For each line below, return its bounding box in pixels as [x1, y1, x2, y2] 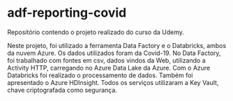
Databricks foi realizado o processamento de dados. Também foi [7, 71, 193, 79]
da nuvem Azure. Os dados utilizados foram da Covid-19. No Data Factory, [7, 49, 221, 57]
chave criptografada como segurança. [7, 86, 117, 94]
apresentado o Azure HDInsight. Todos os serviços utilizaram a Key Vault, [7, 78, 219, 86]
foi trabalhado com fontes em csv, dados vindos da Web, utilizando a [7, 56, 206, 64]
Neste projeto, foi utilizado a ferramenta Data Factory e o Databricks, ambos [7, 41, 227, 49]
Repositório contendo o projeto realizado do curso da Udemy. [7, 28, 185, 36]
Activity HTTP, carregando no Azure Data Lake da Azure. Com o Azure [7, 63, 211, 72]
